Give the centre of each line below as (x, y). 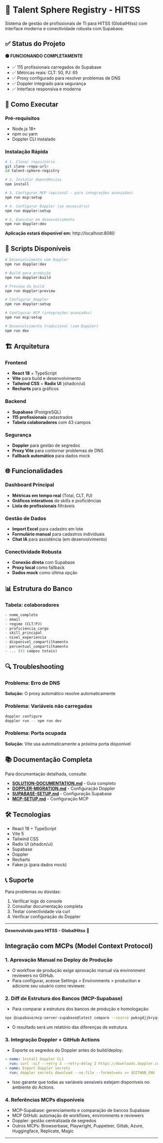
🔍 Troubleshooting (34, 667)
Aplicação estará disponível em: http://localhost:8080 (60, 233)
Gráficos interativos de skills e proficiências (57, 500)
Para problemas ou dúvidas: (33, 892)
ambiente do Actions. (33, 1087)
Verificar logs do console (37, 901)
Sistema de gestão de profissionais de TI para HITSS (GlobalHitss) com (76, 23)
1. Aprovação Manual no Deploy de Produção (59, 960)
